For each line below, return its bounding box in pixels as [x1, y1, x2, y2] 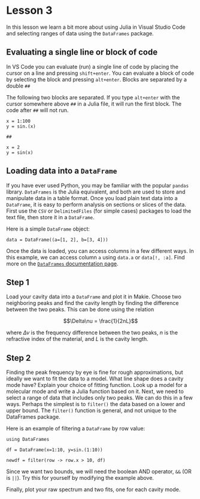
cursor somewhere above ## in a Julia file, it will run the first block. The [6, 100, 181, 107]
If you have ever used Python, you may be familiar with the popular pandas [6, 182, 189, 189]
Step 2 [6, 353, 31, 363]
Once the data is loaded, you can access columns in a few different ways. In [6, 247, 195, 255]
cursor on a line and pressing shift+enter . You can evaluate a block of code [6, 69, 195, 77]
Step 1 [6, 277, 30, 288]
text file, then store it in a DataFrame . [6, 213, 95, 220]
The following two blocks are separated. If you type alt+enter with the [6, 93, 180, 101]
